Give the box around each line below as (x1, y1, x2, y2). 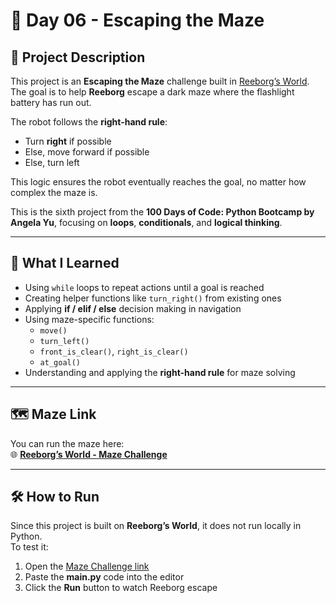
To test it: (10, 541, 49, 553)
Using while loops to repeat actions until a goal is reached (24, 281, 265, 293)
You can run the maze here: (10, 437, 125, 449)
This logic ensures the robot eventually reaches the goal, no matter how (10, 176, 307, 188)
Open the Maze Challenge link (24, 560, 150, 573)
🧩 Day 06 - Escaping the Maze (10, 9, 265, 32)
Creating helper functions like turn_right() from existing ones (24, 292, 282, 304)
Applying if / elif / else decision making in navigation (24, 302, 242, 314)
